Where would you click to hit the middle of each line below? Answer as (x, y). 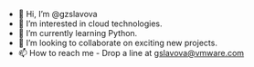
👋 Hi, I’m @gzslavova (58, 14)
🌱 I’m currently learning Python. (78, 33)
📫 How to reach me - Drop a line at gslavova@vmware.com (131, 53)
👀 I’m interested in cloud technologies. (90, 24)
